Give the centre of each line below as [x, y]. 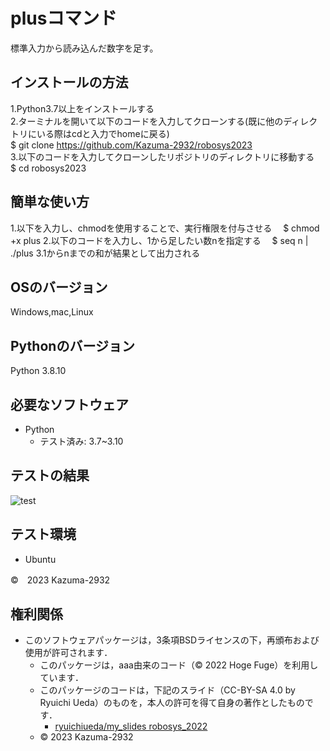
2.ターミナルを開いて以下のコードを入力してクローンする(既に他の [147, 121]
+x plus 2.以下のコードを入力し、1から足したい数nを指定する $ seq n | [159, 240]
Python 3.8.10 [38, 371]
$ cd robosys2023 [48, 168]
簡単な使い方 [50, 202]
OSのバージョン [59, 287]
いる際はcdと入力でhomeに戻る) [103, 133]
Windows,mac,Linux [52, 312]
